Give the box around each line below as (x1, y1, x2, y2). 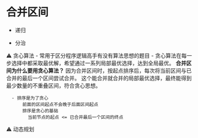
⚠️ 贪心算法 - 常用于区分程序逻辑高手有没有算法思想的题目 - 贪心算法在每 (6, 52, 187, 59)
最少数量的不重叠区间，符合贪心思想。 (6, 82, 101, 89)
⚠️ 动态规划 (6, 125, 35, 133)
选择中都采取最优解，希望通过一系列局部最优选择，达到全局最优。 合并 (11, 59, 187, 67)
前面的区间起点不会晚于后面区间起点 (22, 101, 99, 107)
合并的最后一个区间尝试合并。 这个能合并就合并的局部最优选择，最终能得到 (6, 74, 192, 82)
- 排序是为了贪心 (11, 95, 49, 101)
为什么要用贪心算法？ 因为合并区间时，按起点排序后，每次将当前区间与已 (11, 67, 192, 74)
